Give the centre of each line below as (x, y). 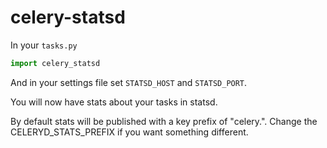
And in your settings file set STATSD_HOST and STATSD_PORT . (129, 82)
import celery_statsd (55, 63)
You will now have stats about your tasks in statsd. (114, 102)
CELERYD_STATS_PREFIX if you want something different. (129, 132)
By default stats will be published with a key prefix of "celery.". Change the (164, 121)
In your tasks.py (44, 45)
